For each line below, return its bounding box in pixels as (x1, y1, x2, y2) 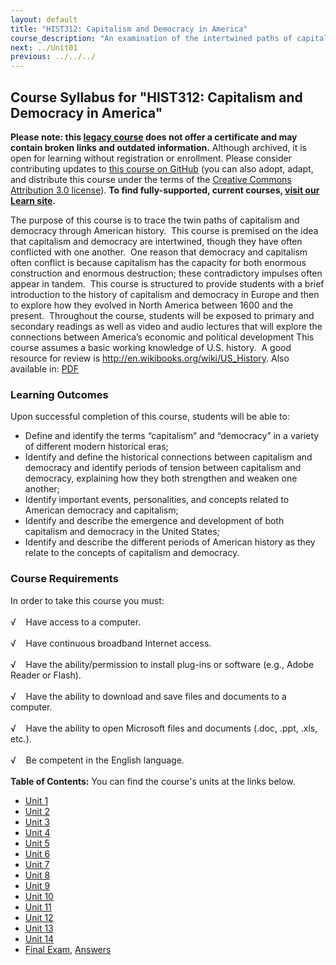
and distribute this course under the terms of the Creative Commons (10, 173, 292, 185)
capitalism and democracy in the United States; (24, 526, 220, 538)
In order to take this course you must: (10, 594, 165, 606)
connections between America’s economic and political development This (10, 331, 315, 343)
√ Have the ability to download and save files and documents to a (10, 690, 287, 702)
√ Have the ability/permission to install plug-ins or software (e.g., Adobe (10, 658, 315, 670)
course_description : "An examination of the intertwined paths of (10, 33, 293, 43)
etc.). (10, 732, 32, 745)
